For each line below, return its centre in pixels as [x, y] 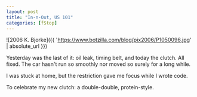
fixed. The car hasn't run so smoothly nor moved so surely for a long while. [98, 64]
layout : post [22, 12]
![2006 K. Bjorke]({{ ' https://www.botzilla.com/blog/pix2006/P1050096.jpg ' [99, 40]
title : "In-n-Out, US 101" [40, 17]
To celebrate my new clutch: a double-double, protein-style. [80, 87]
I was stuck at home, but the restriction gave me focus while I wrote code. [97, 76]
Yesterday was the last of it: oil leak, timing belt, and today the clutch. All [95, 58]
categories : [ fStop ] [32, 23]
